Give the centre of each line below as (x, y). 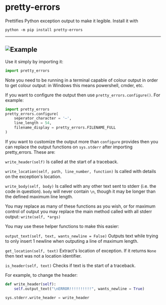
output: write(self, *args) (33, 217)
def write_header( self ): (31, 284)
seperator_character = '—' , (43, 118)
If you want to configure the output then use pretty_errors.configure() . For (83, 95)
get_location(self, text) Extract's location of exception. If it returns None (81, 251)
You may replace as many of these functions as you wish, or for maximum (80, 206)
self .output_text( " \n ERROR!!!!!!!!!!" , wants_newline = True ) (79, 289)
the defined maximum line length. (39, 196)
